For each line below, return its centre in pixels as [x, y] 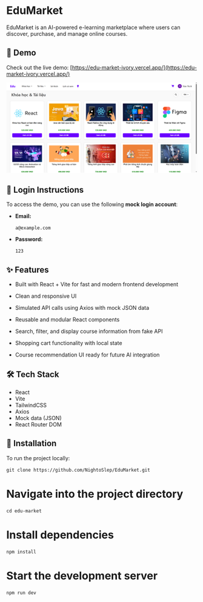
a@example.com [33, 228]
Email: [23, 216]
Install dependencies [60, 535]
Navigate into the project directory [95, 494]
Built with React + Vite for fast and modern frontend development [97, 284]
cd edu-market [24, 511]
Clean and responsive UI [46, 296]
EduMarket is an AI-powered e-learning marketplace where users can [93, 27]
